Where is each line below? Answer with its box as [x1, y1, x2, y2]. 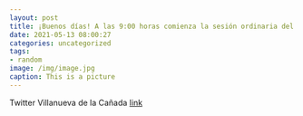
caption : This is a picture [9, 72, 116, 82]
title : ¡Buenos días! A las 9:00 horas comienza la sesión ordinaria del [9, 22, 295, 31]
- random [9, 55, 43, 64]
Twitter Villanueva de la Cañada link [9, 97, 143, 108]
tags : [9, 47, 30, 56]
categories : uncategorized [9, 38, 112, 48]
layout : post [9, 13, 59, 23]
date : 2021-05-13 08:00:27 [9, 30, 112, 39]
